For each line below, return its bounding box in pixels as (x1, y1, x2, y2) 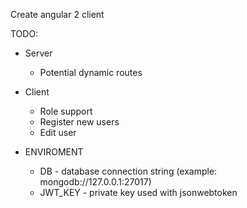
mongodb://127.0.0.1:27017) (39, 176, 152, 188)
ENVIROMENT (24, 146, 84, 158)
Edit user (39, 127, 77, 138)
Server (24, 47, 53, 59)
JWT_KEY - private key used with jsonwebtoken (39, 187, 238, 198)
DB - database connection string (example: (39, 165, 218, 177)
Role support (39, 105, 93, 117)
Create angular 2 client (10, 9, 105, 20)
